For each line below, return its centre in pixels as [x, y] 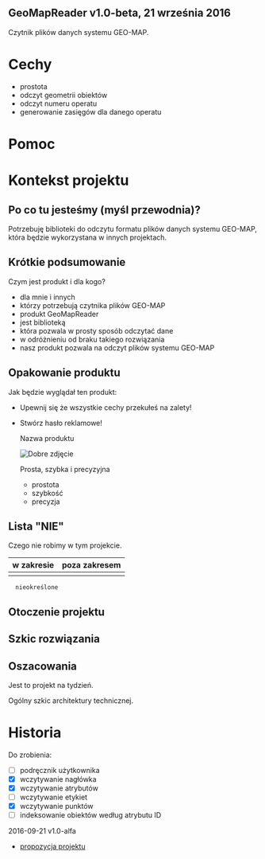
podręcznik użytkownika [60, 770]
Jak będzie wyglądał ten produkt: [63, 392]
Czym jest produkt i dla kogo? [57, 281]
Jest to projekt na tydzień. [51, 685]
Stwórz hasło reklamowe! [61, 423]
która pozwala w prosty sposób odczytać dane [96, 330]
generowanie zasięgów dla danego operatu [90, 111]
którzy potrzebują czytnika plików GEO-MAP [92, 305]
